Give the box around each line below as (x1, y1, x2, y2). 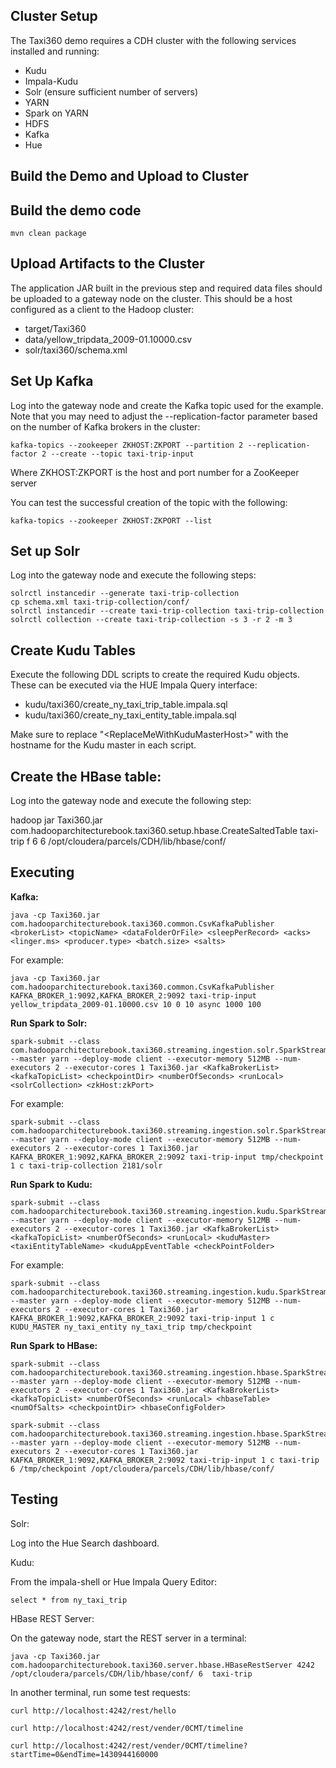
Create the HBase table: (10, 768, 162, 785)
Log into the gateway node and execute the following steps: (10, 569, 257, 581)
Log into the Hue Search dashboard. (10, 1537, 160, 1549)
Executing (10, 864, 75, 881)
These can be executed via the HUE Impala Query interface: (10, 679, 258, 691)
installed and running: (10, 45, 100, 57)
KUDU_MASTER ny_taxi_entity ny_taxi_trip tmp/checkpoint (10, 1322, 253, 1332)
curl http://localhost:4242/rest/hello (10, 1705, 177, 1716)
